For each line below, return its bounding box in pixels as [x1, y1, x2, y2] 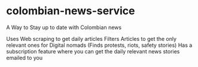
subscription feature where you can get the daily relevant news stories [6, 47, 180, 55]
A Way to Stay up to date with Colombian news [6, 24, 121, 31]
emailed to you [6, 54, 43, 61]
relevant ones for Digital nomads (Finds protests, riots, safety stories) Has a [6, 42, 193, 49]
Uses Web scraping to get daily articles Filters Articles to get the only [6, 35, 177, 42]
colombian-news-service [6, 4, 136, 18]
